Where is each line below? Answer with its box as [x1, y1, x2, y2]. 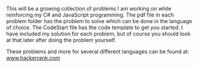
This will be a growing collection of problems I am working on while [6, 5, 172, 12]
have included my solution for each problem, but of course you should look [6, 30, 191, 37]
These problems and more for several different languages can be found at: [6, 48, 190, 55]
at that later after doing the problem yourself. [6, 37, 116, 43]
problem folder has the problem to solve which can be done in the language [6, 18, 193, 24]
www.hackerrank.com [6, 55, 61, 61]
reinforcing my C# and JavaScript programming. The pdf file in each [6, 11, 174, 18]
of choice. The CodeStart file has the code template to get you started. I [6, 24, 183, 31]
